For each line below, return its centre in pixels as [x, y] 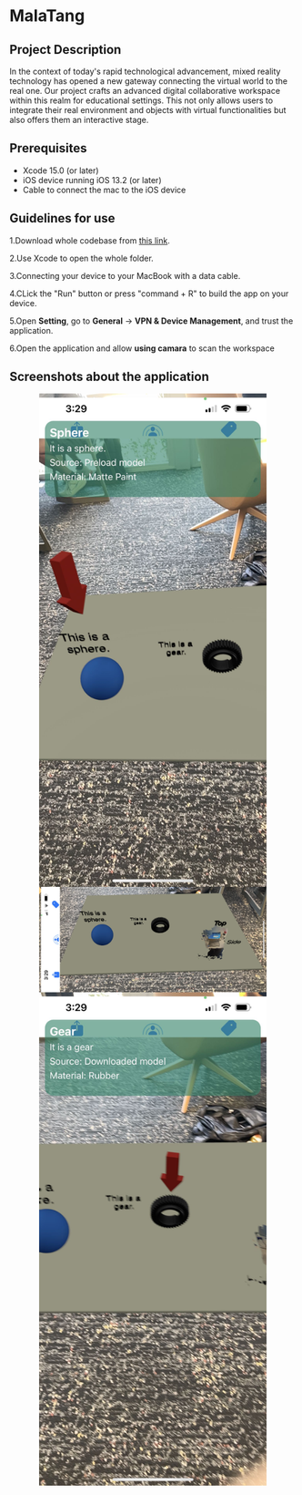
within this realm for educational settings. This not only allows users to [141, 100]
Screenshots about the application [109, 377]
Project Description [65, 50]
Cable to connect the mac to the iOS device [104, 190]
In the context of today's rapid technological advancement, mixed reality [145, 71]
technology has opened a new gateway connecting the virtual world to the [149, 81]
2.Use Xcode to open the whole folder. [82, 258]
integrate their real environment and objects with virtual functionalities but [148, 110]
